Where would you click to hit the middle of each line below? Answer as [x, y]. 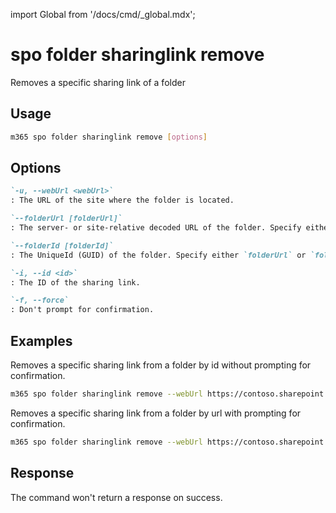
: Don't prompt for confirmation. [82, 310]
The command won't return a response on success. [116, 497]
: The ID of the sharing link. [75, 282]
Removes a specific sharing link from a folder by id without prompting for [161, 365]
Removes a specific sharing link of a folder [98, 82]
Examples [41, 340]
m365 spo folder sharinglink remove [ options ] [109, 137]
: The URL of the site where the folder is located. [122, 200]
